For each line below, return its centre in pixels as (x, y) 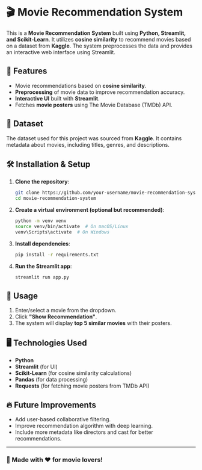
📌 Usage (22, 296)
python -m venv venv (41, 221)
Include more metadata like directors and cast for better (84, 432)
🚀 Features (27, 71)
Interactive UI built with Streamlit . (57, 98)
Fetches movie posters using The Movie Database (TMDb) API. (93, 105)
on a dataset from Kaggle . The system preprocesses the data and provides (99, 46)
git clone (27, 193)
